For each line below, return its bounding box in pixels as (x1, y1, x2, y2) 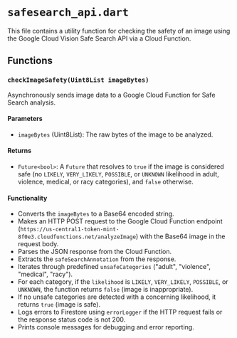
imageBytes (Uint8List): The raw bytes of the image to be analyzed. (17, 130, 214, 139)
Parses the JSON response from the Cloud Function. (17, 248, 172, 256)
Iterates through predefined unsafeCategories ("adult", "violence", (17, 263, 211, 271)
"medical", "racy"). (17, 270, 73, 279)
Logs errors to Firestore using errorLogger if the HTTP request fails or (17, 308, 223, 317)
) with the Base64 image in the (135, 232, 226, 241)
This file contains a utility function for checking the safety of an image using (7, 26, 231, 35)
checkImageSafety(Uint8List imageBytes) (7, 76, 149, 84)
